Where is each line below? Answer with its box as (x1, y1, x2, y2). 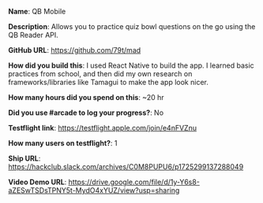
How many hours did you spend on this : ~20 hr (8, 93, 164, 101)
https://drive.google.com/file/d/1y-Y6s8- (68, 177, 200, 186)
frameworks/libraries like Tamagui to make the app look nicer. (8, 78, 209, 87)
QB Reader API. (8, 31, 59, 39)
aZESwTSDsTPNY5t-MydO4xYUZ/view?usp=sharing (8, 186, 180, 195)
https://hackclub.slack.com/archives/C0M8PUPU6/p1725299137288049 (8, 162, 244, 172)
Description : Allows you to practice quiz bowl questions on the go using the (8, 22, 256, 31)
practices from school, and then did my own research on (8, 69, 193, 78)
